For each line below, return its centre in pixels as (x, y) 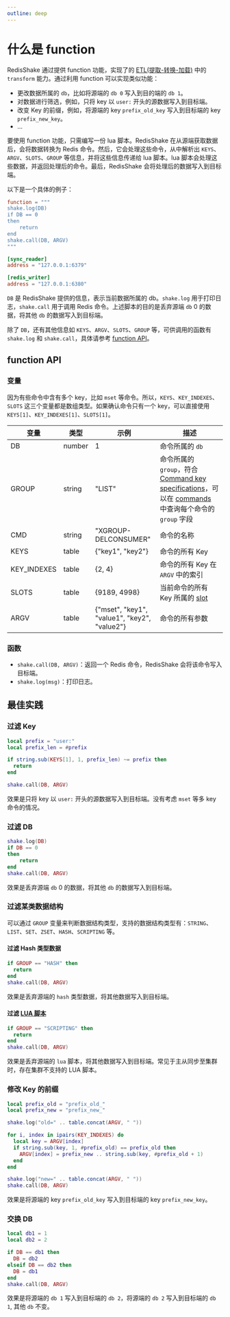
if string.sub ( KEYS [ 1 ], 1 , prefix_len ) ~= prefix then (87, 760)
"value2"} (111, 626)
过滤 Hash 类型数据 (34, 949)
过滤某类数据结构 (35, 907)
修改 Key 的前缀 (33, 1090)
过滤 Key (22, 727)
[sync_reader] (27, 259)
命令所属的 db (181, 446)
